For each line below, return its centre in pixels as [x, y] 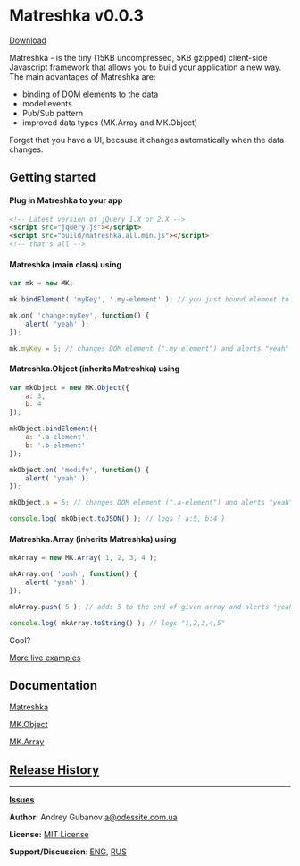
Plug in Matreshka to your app [66, 200]
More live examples [45, 658]
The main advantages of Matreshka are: [83, 76]
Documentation [54, 685]
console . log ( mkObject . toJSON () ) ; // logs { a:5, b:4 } [117, 519]
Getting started [53, 178]
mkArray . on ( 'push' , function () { [74, 574]
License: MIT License [49, 835]
